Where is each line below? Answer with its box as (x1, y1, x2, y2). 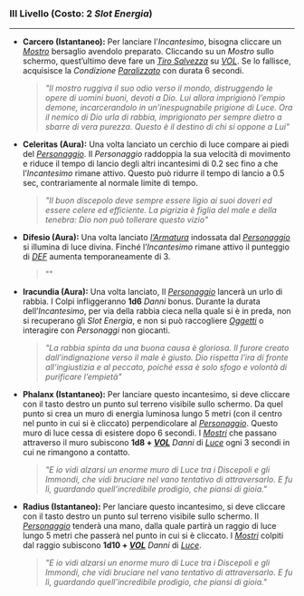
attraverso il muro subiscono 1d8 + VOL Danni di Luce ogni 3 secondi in (22, 437, 290, 448)
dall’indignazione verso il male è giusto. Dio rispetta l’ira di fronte (44, 352, 289, 363)
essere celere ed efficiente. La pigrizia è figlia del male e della (44, 205, 278, 216)
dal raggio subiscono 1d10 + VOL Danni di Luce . (22, 540, 202, 551)
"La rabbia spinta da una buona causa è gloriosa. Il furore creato (44, 343, 290, 354)
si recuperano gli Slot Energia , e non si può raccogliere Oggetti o (22, 316, 264, 327)
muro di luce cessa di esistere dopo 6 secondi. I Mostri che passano (22, 427, 278, 438)
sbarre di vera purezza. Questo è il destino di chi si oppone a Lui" (44, 122, 290, 132)
